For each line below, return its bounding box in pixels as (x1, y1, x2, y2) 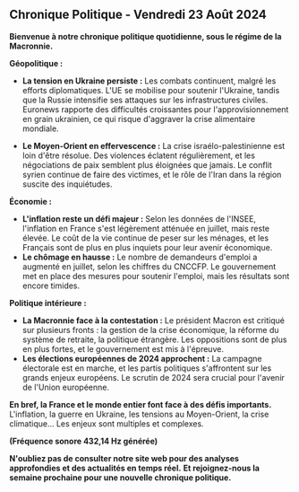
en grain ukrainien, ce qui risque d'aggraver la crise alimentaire (21, 113, 256, 124)
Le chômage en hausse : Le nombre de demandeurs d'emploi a (21, 251, 258, 262)
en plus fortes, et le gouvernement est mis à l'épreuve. (21, 343, 224, 354)
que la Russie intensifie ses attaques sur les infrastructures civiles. (21, 94, 269, 105)
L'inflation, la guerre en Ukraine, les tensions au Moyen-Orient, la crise (9, 409, 269, 419)
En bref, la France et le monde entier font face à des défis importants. (9, 399, 272, 409)
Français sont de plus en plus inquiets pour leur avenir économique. (21, 242, 273, 252)
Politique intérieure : (9, 297, 87, 308)
